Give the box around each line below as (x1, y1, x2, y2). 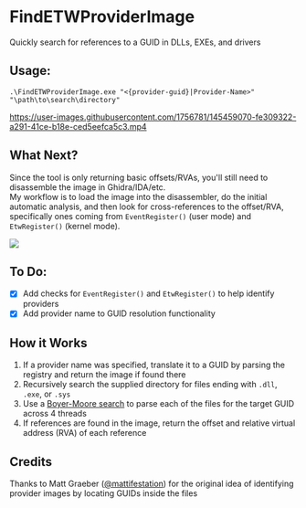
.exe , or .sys (22, 388, 71, 399)
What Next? (9, 148, 79, 164)
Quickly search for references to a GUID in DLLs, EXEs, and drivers (9, 37, 261, 48)
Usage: (9, 63, 52, 79)
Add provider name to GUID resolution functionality (22, 308, 216, 319)
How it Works (9, 335, 88, 351)
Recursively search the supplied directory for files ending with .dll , (22, 379, 278, 390)
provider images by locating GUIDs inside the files (9, 488, 198, 499)
